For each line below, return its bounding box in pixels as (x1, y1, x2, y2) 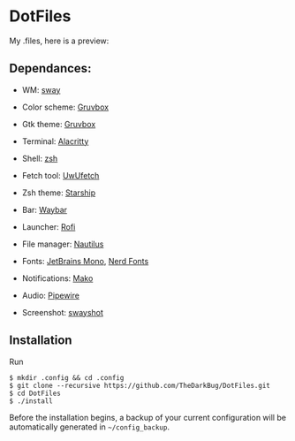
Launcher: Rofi (21, 221, 76, 232)
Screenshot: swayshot (21, 307, 104, 317)
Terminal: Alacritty (21, 135, 89, 147)
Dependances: (9, 61, 92, 76)
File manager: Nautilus (21, 239, 104, 249)
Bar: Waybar (21, 204, 68, 215)
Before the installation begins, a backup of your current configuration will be (9, 412, 287, 422)
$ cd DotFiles (9, 389, 62, 398)
